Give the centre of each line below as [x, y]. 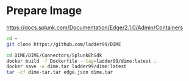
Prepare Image [44, 11]
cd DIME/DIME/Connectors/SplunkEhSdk [54, 55]
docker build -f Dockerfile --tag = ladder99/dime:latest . [81, 61]
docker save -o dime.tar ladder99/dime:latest [66, 67]
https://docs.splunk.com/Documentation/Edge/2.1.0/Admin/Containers [95, 27]
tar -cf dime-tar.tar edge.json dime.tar [60, 72]
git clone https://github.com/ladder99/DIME [64, 44]
